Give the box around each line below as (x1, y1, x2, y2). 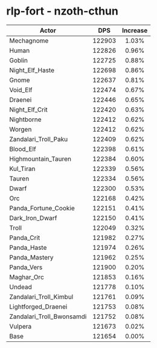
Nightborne (9, 115, 42, 124)
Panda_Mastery (9, 253, 54, 261)
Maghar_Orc (9, 273, 44, 281)
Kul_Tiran (9, 164, 36, 173)
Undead (9, 283, 32, 291)
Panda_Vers (9, 263, 43, 271)
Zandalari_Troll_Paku (9, 135, 68, 143)
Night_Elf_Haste (9, 65, 55, 74)
